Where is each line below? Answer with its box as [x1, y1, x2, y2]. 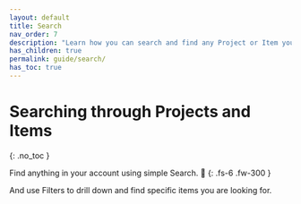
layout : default [9, 13, 70, 22]
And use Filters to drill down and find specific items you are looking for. [9, 184, 272, 195]
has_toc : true [9, 64, 63, 72]
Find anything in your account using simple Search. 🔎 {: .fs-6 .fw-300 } [9, 167, 271, 178]
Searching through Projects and [9, 102, 251, 122]
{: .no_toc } [9, 149, 50, 161]
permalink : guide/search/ [9, 55, 106, 64]
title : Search [9, 21, 63, 30]
